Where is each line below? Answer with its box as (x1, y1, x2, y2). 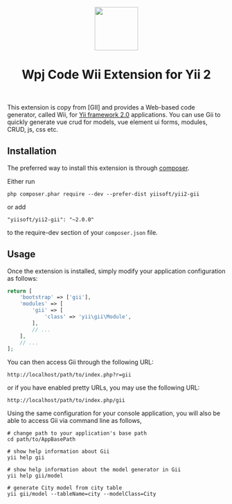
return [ (7, 288, 33, 295)
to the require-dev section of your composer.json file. (7, 228, 158, 236)
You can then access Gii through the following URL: (7, 358, 154, 367)
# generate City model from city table (7, 485, 123, 492)
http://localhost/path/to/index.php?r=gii (7, 372, 132, 379)
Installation (7, 146, 57, 157)
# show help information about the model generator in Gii (7, 467, 181, 473)
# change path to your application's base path (7, 430, 148, 437)
